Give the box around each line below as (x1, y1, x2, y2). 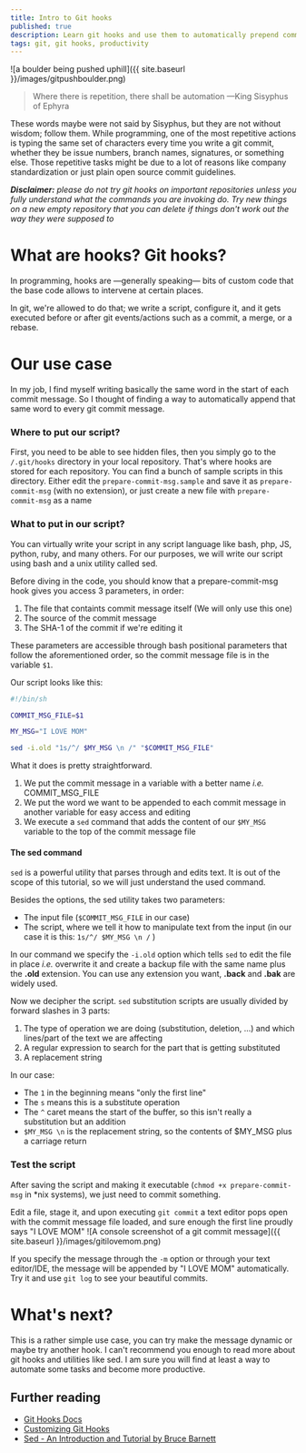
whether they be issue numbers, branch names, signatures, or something (10, 147, 285, 158)
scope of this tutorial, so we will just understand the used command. (10, 877, 266, 888)
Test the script (10, 1158, 76, 1171)
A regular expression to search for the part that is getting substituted (23, 1042, 281, 1053)
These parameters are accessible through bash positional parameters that (10, 639, 288, 651)
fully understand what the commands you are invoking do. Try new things (10, 194, 288, 205)
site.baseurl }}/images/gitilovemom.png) (10, 1235, 162, 1246)
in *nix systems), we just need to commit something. (25, 1189, 222, 1200)
